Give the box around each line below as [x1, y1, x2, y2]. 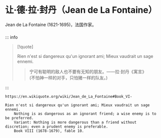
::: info [5, 34, 18, 40]
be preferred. [5, 115, 34, 120]
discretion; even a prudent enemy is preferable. [5, 124, 109, 129]
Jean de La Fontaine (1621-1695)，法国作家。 [5, 22, 97, 28]
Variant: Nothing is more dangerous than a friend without [14, 120, 137, 125]
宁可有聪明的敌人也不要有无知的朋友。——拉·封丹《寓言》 [29, 68, 147, 74]
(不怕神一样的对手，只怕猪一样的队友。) [29, 75, 108, 81]
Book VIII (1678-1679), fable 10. [14, 128, 84, 133]
